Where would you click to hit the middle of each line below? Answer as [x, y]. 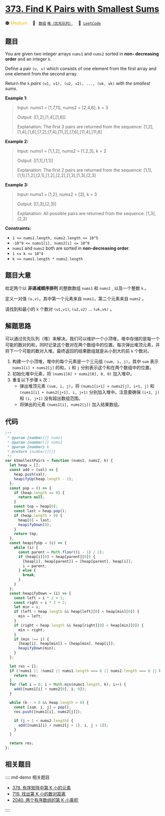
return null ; [31, 497]
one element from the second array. [41, 74]
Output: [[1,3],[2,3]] [37, 204]
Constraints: [18, 228]
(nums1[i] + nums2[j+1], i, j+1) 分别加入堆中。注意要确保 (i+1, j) [89, 392]
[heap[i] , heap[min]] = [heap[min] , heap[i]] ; [67, 644]
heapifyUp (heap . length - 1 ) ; [44, 479]
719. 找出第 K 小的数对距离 [39, 794]
